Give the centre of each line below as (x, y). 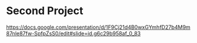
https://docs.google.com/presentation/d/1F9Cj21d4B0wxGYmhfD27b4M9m (99, 27)
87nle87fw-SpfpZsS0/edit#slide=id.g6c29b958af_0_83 (74, 33)
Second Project (45, 11)
